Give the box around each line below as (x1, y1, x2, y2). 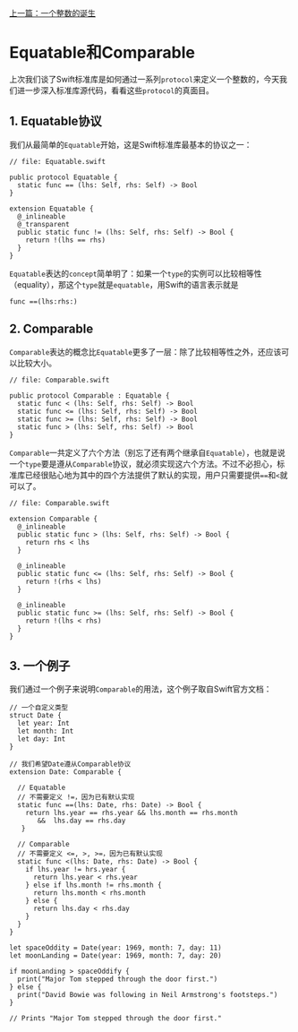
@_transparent (17, 219, 70, 228)
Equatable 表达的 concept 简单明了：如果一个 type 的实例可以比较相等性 (9, 268, 262, 279)
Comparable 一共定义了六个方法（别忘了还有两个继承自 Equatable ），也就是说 (9, 447, 286, 458)
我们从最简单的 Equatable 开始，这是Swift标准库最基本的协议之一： (9, 139, 252, 150)
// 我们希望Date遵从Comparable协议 (9, 760, 132, 769)
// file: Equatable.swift (9, 157, 106, 166)
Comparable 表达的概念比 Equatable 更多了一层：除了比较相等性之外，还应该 (9, 346, 282, 357)
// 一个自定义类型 (9, 703, 69, 712)
